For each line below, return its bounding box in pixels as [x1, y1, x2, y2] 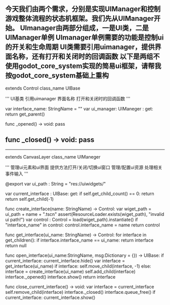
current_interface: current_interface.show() [5, 294, 96, 300]
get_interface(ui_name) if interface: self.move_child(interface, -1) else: [5, 263, 151, 269]
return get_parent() [5, 111, 45, 117]
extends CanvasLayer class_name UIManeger [5, 154, 101, 160]
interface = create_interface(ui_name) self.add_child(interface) [5, 268, 136, 275]
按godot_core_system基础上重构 [5, 71, 109, 80]
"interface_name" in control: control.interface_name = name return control [5, 222, 160, 228]
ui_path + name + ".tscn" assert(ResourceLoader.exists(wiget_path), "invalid [5, 211, 164, 217]
